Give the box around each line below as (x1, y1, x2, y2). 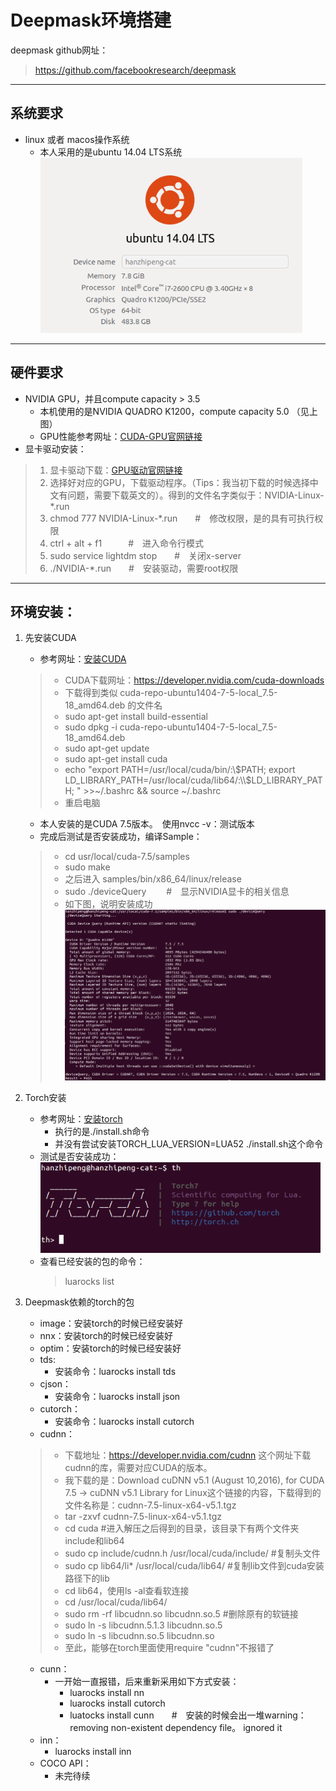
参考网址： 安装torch (39, 1112, 123, 1125)
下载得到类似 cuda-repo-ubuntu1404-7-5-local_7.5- (64, 687, 278, 699)
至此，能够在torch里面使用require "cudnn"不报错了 (64, 1641, 275, 1653)
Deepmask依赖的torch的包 (24, 1296, 135, 1308)
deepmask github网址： (10, 44, 109, 56)
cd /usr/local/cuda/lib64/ (64, 1596, 168, 1608)
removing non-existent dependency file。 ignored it (69, 1721, 283, 1733)
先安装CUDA (24, 632, 77, 644)
